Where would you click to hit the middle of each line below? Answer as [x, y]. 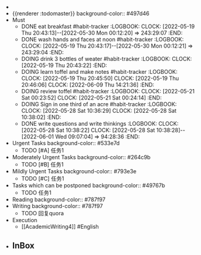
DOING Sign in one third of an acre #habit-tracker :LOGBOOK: [99, 104]
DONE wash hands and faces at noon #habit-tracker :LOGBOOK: [103, 39]
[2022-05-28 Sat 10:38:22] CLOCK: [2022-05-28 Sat [88, 130]
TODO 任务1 [36, 192]
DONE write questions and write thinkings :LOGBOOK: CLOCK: [100, 124]
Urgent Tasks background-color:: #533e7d [66, 143]
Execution [25, 220]
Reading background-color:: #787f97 [59, 199]
